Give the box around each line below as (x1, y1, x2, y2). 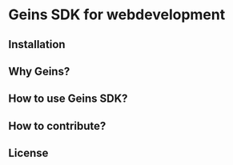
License (8, 147, 49, 160)
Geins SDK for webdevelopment (8, 6, 226, 24)
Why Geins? (8, 64, 70, 78)
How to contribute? (8, 119, 106, 133)
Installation (8, 38, 66, 51)
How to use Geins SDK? (8, 92, 128, 106)
